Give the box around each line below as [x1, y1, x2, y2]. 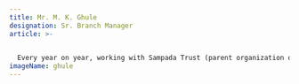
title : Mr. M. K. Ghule [9, 12, 98, 22]
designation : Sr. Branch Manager [9, 21, 133, 30]
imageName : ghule [9, 62, 74, 71]
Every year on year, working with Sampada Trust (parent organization [17, 54, 285, 63]
